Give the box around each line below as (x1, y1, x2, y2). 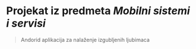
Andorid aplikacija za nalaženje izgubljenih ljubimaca (20, 36, 150, 43)
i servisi (6, 17, 46, 30)
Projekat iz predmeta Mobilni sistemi (6, 4, 190, 18)
